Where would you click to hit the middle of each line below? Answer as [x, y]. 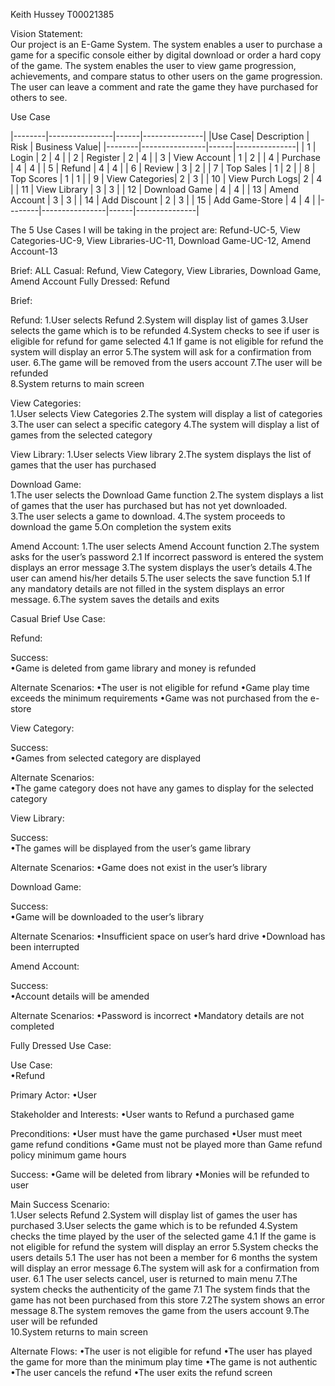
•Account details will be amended [80, 996]
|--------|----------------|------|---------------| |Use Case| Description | [160, 136]
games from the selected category [81, 435]
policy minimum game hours [68, 1155]
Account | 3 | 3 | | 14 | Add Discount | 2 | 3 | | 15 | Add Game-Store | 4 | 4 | [163, 200]
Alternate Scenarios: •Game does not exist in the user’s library [139, 867]
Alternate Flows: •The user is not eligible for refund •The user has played [161, 1351]
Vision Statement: [46, 33]
